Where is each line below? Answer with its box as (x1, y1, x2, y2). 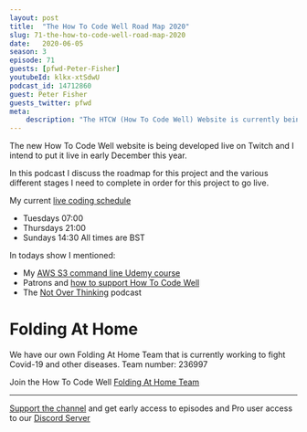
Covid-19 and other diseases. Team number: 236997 (9, 359, 208, 370)
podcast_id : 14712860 (9, 81, 92, 90)
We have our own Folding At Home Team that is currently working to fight (9, 349, 286, 361)
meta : (9, 107, 30, 116)
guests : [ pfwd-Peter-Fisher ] (9, 65, 121, 74)
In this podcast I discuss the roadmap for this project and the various (9, 168, 269, 179)
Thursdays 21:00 (22, 223, 87, 234)
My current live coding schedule (9, 195, 132, 206)
